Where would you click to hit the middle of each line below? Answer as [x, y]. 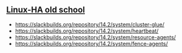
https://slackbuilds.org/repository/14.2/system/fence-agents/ [91, 43]
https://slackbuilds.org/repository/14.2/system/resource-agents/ [95, 37]
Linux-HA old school [46, 10]
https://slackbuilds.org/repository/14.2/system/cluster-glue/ [90, 24]
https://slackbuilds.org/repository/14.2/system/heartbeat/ [87, 31]
